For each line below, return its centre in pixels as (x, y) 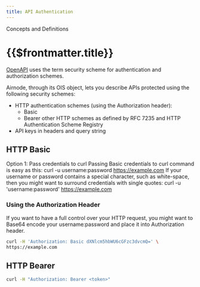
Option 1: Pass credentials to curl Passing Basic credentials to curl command (100, 164)
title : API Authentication (40, 12)
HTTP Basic (28, 149)
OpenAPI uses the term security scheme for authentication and (84, 69)
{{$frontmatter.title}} (60, 53)
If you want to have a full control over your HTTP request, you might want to (99, 218)
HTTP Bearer (31, 266)
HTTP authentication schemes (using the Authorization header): (93, 105)
